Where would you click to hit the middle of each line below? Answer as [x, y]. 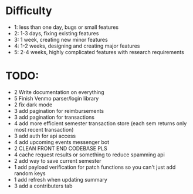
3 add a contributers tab [43, 186]
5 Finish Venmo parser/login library [56, 98]
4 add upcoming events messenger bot [62, 142]
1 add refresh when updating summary [61, 179]
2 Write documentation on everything [59, 92]
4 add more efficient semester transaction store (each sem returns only [100, 123]
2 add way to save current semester [57, 160]
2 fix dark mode [33, 105]
